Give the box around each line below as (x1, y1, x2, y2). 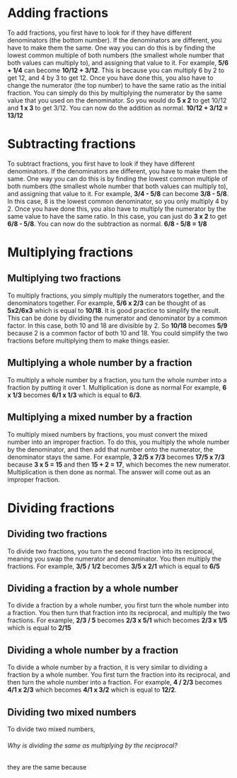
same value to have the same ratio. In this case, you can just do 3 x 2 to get (7, 212, 228, 220)
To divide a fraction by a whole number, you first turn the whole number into (7, 601, 229, 610)
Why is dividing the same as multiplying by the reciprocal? (7, 741, 178, 750)
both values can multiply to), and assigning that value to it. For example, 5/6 (7, 58, 229, 67)
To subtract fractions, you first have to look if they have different (7, 159, 195, 168)
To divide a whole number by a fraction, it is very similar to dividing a (7, 663, 208, 672)
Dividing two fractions (7, 528, 108, 540)
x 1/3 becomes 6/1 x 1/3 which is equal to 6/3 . (7, 391, 142, 399)
